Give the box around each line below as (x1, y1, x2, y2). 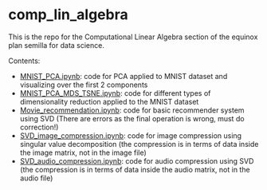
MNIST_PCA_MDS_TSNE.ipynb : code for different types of (19, 88, 211, 97)
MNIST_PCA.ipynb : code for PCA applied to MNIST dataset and (19, 71, 228, 81)
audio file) (19, 173, 53, 183)
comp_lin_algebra (8, 6, 129, 24)
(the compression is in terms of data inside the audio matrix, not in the (19, 164, 250, 174)
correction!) (19, 122, 59, 132)
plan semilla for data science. (8, 40, 105, 49)
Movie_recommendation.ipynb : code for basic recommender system (19, 105, 245, 115)
